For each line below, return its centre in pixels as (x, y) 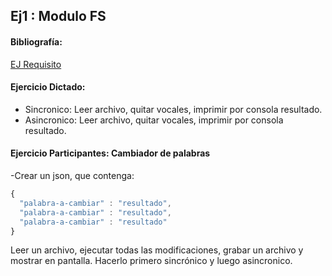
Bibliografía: (36, 41)
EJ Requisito (36, 64)
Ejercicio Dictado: (48, 87)
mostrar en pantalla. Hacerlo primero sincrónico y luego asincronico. (151, 261)
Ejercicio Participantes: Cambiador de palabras (110, 153)
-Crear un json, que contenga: (72, 175)
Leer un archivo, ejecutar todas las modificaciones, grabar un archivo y (157, 250)
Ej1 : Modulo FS (58, 16)
